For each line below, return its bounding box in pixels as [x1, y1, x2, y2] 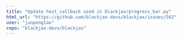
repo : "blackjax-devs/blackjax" [6, 25, 86, 31]
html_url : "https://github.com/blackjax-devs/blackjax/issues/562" [6, 14, 177, 20]
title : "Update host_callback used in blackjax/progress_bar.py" [6, 8, 171, 15]
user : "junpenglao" [6, 19, 55, 25]
